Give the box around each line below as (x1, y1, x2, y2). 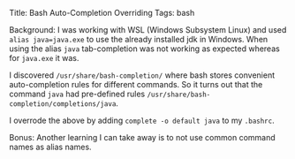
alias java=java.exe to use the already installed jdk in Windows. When (9, 34, 269, 44)
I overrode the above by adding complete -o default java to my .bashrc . (9, 115, 276, 125)
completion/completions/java (9, 100, 117, 109)
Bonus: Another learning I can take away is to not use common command (9, 132, 276, 142)
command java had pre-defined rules (9, 88, 146, 99)
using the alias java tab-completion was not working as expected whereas (9, 43, 280, 54)
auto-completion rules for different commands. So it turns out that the (9, 79, 263, 89)
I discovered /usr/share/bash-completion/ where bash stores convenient (9, 70, 276, 80)
